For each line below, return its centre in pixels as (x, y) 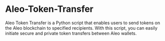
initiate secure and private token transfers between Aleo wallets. (71, 33)
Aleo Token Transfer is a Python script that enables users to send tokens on (83, 23)
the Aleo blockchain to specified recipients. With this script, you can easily (81, 28)
